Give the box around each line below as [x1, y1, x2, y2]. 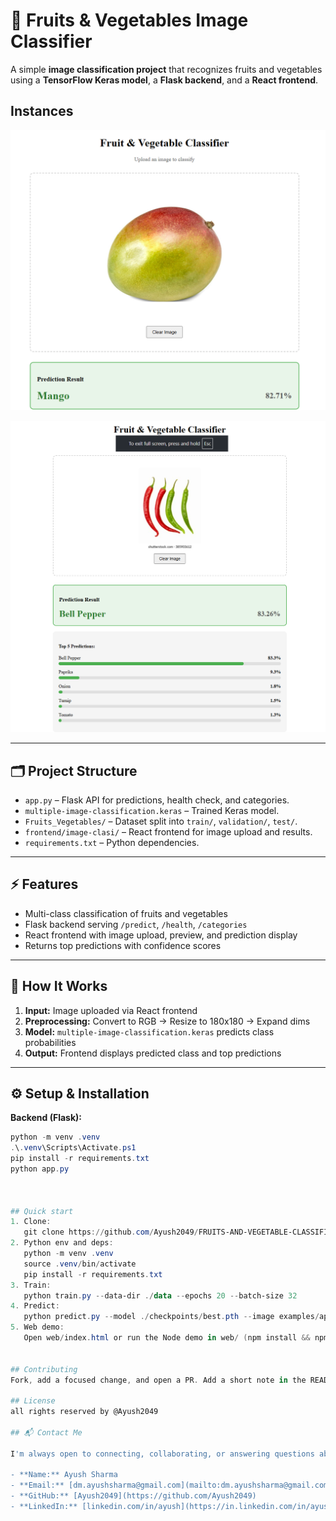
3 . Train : [10, 1280, 52, 1290]
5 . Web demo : [10, 1322, 65, 1333]
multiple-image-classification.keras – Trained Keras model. [24, 805, 280, 817]
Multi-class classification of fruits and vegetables [24, 907, 228, 919]
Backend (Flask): [10, 1112, 82, 1124]
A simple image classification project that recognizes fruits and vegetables [10, 63, 323, 75]
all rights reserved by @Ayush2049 [10, 1407, 159, 1417]
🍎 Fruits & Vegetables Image [10, 9, 249, 32]
